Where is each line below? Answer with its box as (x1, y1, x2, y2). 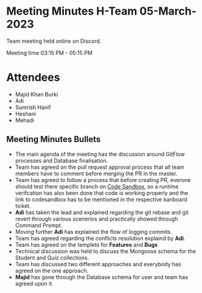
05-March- (139, 4, 197, 18)
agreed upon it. (15, 280, 54, 287)
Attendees (6, 71, 60, 85)
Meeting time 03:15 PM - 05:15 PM (6, 49, 93, 56)
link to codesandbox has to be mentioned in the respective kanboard (15, 196, 187, 203)
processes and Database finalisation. (15, 157, 108, 164)
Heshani (15, 110, 37, 117)
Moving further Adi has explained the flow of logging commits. (15, 228, 172, 235)
